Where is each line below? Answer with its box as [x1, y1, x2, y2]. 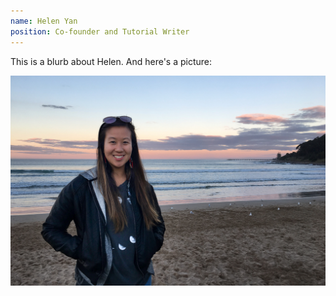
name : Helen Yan [10, 16, 78, 26]
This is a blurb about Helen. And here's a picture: [10, 55, 213, 67]
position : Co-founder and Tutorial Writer [10, 26, 190, 37]
